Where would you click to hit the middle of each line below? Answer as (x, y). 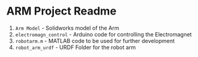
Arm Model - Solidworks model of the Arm (67, 28)
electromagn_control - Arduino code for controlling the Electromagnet (103, 34)
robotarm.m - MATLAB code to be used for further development (95, 41)
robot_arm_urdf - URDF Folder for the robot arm (75, 47)
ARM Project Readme (61, 11)
